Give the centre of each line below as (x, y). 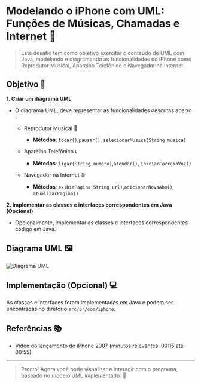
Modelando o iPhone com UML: (85, 11)
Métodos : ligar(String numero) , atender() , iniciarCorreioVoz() (112, 163)
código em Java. (35, 229)
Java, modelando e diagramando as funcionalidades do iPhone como (106, 59)
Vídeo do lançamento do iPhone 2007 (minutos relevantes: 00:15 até (99, 346)
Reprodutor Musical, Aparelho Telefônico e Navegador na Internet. (103, 65)
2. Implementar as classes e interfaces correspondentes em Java (89, 205)
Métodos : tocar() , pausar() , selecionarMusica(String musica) (109, 140)
